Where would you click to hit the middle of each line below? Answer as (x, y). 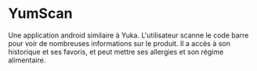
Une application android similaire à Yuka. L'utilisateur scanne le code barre (128, 35)
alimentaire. (27, 60)
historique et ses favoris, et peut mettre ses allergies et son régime (116, 51)
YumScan (40, 14)
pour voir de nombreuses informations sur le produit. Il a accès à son (119, 43)
